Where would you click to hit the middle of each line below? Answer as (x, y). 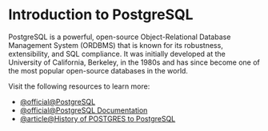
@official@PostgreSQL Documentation (84, 110)
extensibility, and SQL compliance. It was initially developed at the (117, 54)
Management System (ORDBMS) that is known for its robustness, (116, 45)
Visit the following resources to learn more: (79, 86)
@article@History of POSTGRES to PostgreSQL (98, 118)
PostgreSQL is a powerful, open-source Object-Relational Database (120, 37)
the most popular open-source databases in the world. (98, 70)
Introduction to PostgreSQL (101, 15)
